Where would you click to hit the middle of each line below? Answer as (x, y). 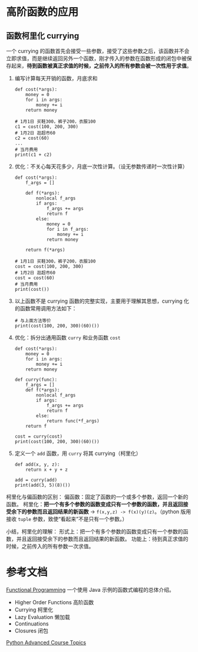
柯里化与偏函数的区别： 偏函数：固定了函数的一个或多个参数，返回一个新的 (97, 497)
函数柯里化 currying (43, 36)
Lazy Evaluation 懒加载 (42, 617)
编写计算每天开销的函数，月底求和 (56, 78)
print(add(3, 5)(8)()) (42, 485)
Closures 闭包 (32, 630)
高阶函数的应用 (42, 12)
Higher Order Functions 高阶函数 (54, 602)
